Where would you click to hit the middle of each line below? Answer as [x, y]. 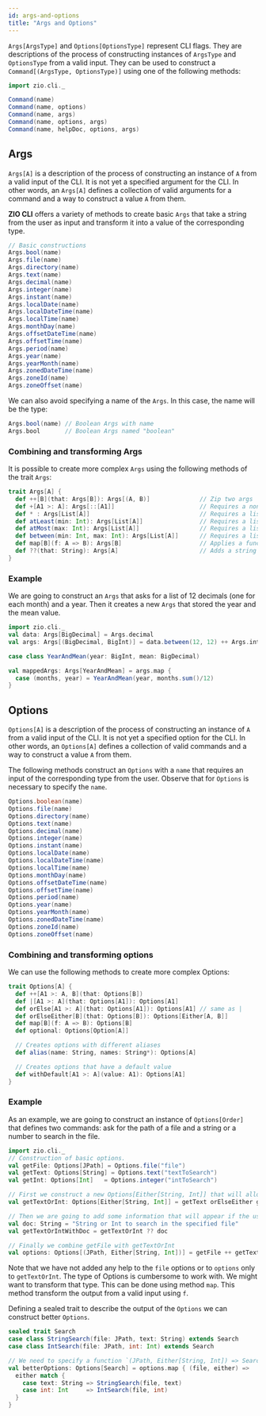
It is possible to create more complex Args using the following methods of [128, 469]
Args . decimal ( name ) [40, 282]
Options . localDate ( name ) [49, 853]
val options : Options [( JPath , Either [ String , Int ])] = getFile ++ [120, 1253]
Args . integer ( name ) [40, 289]
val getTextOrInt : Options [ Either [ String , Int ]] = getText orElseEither [131, 1202]
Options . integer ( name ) [46, 839]
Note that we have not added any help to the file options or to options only [132, 1268]
